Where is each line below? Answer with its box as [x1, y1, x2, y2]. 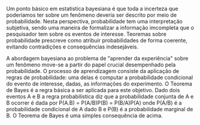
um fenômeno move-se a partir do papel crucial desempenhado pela [6, 61, 176, 68]
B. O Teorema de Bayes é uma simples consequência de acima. [6, 112, 163, 119]
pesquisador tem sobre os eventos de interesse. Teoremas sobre [6, 31, 166, 38]
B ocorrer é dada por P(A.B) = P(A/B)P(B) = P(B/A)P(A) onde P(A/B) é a [6, 99, 182, 106]
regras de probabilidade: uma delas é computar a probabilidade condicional [6, 74, 193, 81]
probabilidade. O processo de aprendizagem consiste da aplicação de [6, 68, 180, 74]
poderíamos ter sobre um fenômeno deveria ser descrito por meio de [6, 11, 177, 19]
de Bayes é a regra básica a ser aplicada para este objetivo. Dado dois [6, 87, 180, 93]
